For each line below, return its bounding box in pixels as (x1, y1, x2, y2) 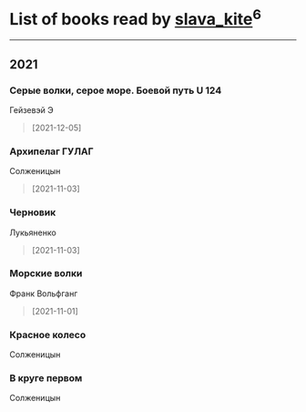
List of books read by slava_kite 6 (9, 5, 262, 30)
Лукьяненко (9, 227, 56, 238)
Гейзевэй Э (9, 104, 54, 115)
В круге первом (9, 372, 83, 385)
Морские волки (9, 267, 83, 280)
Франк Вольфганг (9, 288, 78, 299)
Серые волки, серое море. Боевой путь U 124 (9, 84, 222, 97)
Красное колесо (9, 328, 87, 341)
